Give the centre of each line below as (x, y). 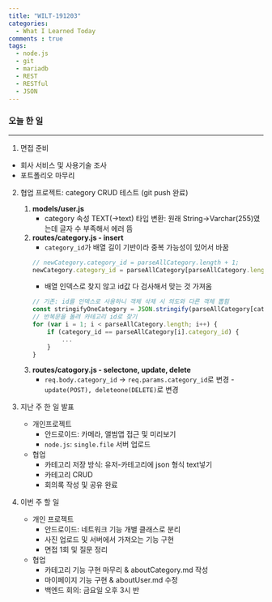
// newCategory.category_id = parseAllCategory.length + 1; (136, 263)
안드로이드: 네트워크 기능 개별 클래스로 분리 (112, 529)
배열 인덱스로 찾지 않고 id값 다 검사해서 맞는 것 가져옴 (128, 286)
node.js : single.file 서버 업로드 (98, 444)
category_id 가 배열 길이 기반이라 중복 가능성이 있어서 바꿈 (136, 247)
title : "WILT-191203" (45, 16)
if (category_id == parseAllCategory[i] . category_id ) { (143, 332)
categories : (28, 23)
